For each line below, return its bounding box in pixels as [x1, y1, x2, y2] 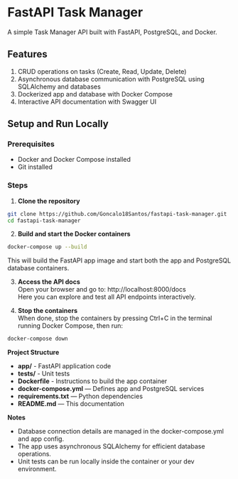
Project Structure [7, 348, 60, 357]
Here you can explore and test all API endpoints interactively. [17, 292, 197, 302]
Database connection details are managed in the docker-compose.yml [17, 427, 224, 436]
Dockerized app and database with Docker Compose [17, 89, 173, 98]
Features [7, 48, 48, 60]
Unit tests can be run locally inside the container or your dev [17, 457, 195, 466]
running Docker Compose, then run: [17, 321, 123, 330]
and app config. [17, 434, 65, 444]
